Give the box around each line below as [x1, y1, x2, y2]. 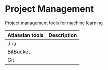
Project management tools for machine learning [5, 20, 103, 26]
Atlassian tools [7, 31, 44, 38]
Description [48, 31, 77, 38]
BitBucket [7, 48, 30, 55]
